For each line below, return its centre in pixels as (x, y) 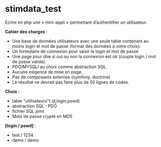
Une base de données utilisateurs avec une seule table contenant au (80, 41)
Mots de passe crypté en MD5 (42, 116)
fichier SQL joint (28, 111)
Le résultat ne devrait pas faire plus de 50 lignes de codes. (70, 82)
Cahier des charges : (26, 31)
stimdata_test (33, 9)
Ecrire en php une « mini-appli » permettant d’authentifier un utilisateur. (76, 22)
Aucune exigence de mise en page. (47, 72)
